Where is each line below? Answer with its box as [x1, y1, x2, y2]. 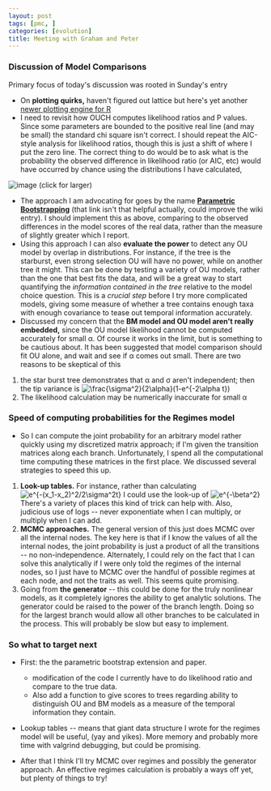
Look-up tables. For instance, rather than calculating [19, 481, 197, 490]
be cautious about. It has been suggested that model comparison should [19, 342, 263, 352]
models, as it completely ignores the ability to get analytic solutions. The [19, 592, 261, 602]
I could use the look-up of [122, 490, 209, 499]
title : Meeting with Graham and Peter [8, 34, 139, 43]
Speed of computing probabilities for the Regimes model [8, 413, 235, 424]
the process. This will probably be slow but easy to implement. [19, 618, 229, 628]
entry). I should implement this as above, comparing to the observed [19, 212, 249, 223]
